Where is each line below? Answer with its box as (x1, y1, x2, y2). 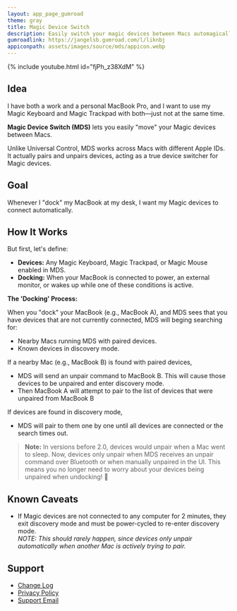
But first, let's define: (7, 245, 68, 253)
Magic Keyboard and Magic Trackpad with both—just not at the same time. (7, 109, 225, 117)
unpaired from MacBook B (17, 394, 95, 403)
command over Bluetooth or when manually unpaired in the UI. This (24, 458, 221, 466)
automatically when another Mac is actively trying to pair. (17, 542, 186, 550)
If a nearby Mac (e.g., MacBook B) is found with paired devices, (7, 358, 193, 367)
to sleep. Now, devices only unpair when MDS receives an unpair (24, 450, 214, 459)
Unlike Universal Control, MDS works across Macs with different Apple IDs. (7, 144, 226, 152)
